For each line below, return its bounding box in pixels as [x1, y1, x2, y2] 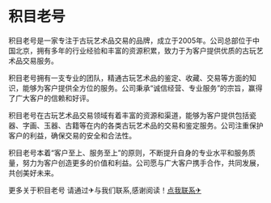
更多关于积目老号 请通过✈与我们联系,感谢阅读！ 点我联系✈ [8, 185, 202, 195]
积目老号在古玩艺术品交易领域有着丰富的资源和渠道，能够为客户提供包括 [8, 110, 249, 120]
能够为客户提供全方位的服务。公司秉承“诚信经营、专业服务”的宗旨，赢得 [22, 82, 263, 93]
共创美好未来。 [8, 167, 58, 178]
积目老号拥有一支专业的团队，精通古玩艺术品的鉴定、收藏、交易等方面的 [8, 73, 249, 82]
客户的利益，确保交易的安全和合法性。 [8, 130, 136, 140]
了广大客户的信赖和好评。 [8, 93, 94, 103]
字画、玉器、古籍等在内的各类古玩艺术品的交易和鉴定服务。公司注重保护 [22, 121, 264, 130]
